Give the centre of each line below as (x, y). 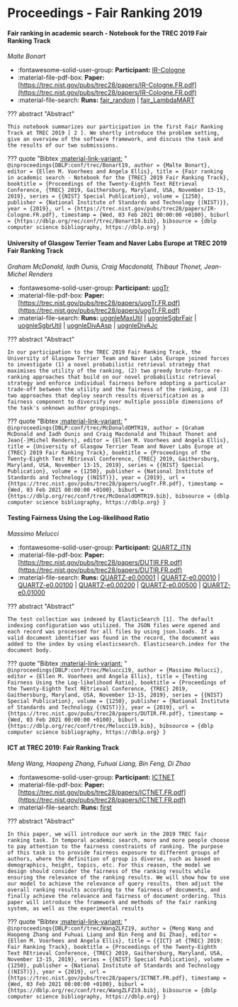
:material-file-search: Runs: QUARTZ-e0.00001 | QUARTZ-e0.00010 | (119, 577)
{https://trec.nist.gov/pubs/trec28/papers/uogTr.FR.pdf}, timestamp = (115, 483)
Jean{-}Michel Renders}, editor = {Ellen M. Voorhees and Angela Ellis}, (119, 440)
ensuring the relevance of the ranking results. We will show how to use (119, 877)
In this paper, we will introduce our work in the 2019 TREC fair (107, 834)
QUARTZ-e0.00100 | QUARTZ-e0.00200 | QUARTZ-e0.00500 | (109, 585)
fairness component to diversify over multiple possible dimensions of (115, 402)
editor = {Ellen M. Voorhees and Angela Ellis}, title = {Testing (107, 676)
